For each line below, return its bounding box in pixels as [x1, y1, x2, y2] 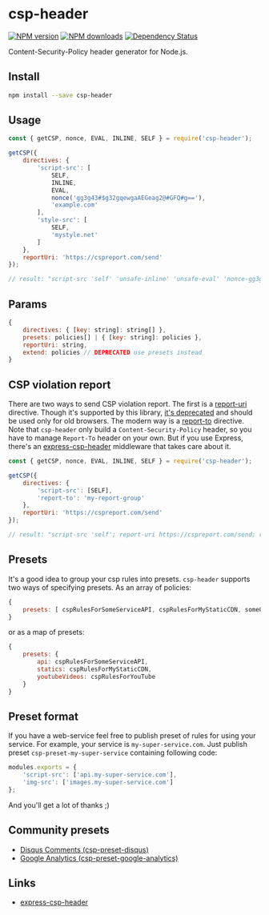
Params [8, 297, 47, 311]
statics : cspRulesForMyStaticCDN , [37, 665, 152, 673]
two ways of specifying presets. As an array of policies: [8, 582, 192, 592]
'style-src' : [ [37, 216, 88, 224]
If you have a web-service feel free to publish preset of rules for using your [8, 731, 256, 740]
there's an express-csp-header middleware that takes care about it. [8, 442, 231, 451]
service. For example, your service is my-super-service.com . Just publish [8, 740, 248, 749]
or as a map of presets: [8, 628, 85, 637]
